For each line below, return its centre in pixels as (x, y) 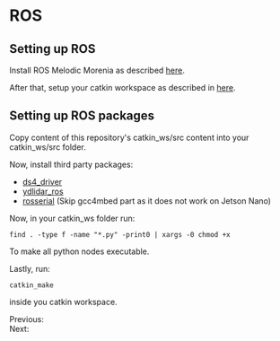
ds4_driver (42, 181)
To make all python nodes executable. (79, 251)
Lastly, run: (30, 268)
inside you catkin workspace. (64, 302)
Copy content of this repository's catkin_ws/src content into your (129, 137)
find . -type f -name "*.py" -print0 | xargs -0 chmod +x (120, 234)
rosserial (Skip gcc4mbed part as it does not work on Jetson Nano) (147, 201)
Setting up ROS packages (82, 116)
